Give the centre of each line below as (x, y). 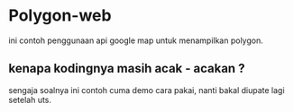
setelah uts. (30, 99)
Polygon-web (60, 16)
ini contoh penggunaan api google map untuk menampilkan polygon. (136, 40)
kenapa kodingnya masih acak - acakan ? (127, 69)
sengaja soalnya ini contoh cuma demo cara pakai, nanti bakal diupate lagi (147, 90)
